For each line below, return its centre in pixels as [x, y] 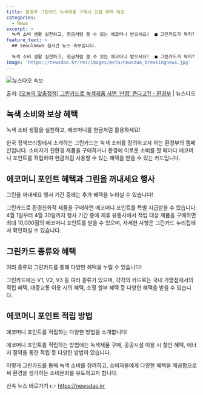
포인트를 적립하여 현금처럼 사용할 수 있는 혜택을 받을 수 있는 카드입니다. [96, 158]
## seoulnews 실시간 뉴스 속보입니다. [54, 46]
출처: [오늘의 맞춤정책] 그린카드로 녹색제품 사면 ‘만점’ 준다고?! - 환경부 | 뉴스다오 [101, 93]
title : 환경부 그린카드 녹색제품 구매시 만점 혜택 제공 [65, 12]
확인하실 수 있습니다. [37, 231]
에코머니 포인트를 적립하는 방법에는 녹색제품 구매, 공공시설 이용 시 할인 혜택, [96, 345]
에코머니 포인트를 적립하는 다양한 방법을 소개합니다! [67, 332]
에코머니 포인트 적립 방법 [49, 316]
